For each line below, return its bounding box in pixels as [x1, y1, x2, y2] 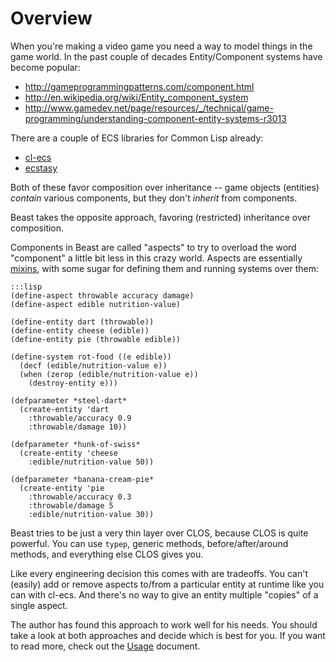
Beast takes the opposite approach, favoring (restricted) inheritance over [10, 211, 311, 223]
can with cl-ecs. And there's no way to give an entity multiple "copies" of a [10, 588, 319, 601]
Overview [10, 7, 93, 30]
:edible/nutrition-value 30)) [28, 509, 155, 519]
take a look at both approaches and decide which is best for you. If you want [10, 629, 326, 641]
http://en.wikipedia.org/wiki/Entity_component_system [24, 91, 249, 103]
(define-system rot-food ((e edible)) [10, 352, 172, 362]
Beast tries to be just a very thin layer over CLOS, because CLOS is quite [10, 527, 309, 539]
